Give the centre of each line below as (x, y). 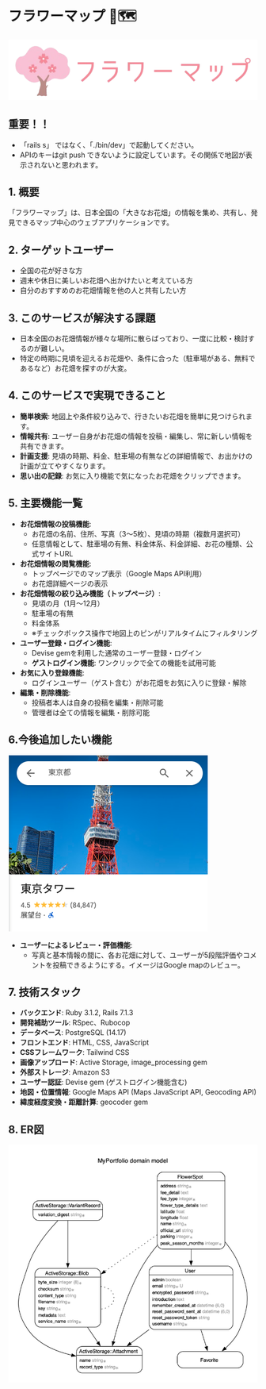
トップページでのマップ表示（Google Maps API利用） (119, 573)
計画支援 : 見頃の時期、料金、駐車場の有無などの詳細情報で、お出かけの (136, 456)
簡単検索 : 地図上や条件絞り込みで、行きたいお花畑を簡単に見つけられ (133, 416)
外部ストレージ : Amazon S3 (65, 1072)
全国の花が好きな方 (51, 271)
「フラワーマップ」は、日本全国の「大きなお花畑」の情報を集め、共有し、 (129, 213)
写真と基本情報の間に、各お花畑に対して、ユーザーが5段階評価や (137, 955)
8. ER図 (27, 1129)
